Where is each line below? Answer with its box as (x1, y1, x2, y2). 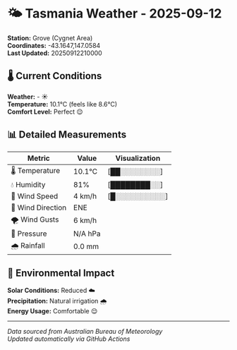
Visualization (115, 153, 161, 163)
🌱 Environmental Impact (7, 267, 115, 279)
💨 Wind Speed (11, 191, 59, 201)
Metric (27, 153, 51, 163)
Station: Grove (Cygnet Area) (7, 33, 93, 42)
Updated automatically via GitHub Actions (7, 334, 130, 343)
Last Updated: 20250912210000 (7, 49, 102, 57)
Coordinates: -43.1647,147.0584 (7, 41, 101, 49)
